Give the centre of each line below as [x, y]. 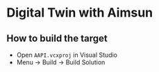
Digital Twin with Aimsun [80, 13]
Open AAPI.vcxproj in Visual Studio [67, 55]
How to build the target [57, 38]
